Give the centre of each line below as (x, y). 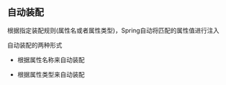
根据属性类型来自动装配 (51, 74)
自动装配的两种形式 (35, 45)
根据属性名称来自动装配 (51, 59)
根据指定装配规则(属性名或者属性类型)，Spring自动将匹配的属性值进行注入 (113, 30)
